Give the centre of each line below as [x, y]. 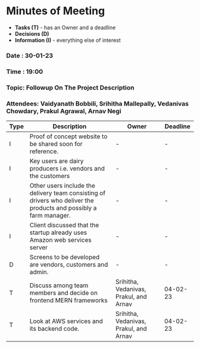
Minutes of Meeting [56, 11]
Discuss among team [59, 285]
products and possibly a [63, 208]
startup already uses [58, 232]
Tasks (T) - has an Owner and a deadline [65, 27]
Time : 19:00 [25, 72]
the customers [50, 176]
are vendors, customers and [69, 265]
